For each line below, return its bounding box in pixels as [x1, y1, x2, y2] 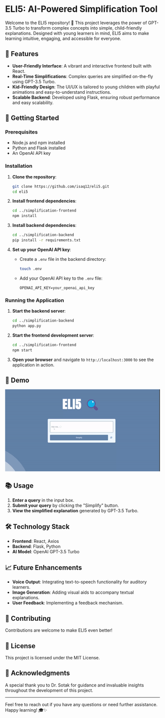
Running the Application [5, 297, 64, 304]
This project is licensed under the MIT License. [5, 654, 100, 660]
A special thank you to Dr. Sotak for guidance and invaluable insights [5, 682, 144, 688]
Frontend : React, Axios [12, 538, 59, 544]
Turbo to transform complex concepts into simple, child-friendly [12, 25, 142, 31]
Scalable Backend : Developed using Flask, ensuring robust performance [12, 94, 160, 100]
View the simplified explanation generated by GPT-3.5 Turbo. [12, 507, 139, 513]
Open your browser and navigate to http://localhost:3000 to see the [12, 357, 154, 362]
